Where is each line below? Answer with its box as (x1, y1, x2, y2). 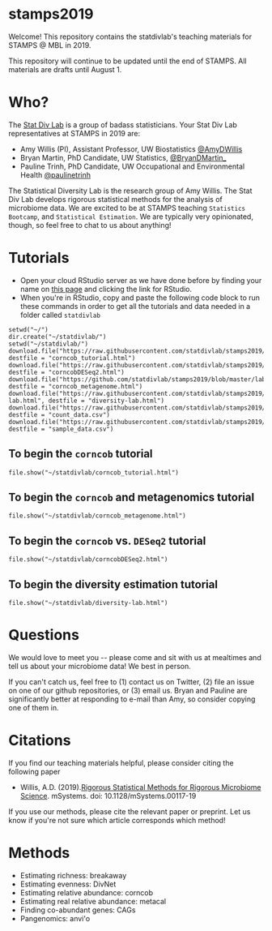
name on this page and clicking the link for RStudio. (19, 284, 193, 294)
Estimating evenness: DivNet (19, 879, 117, 889)
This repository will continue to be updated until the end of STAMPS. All (8, 56, 247, 66)
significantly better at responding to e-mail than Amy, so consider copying (8, 694, 256, 704)
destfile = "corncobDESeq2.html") (8, 368, 125, 376)
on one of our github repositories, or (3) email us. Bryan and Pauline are (8, 686, 248, 695)
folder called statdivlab (19, 310, 101, 320)
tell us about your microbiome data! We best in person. (8, 662, 192, 671)
